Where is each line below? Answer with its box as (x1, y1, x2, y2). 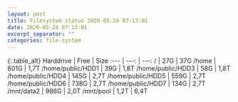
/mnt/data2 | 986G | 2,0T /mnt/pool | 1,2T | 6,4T (7, 87, 148, 96)
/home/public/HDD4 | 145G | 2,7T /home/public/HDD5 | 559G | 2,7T (7, 72, 207, 81)
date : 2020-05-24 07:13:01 (7, 24, 88, 31)
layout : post (7, 10, 46, 18)
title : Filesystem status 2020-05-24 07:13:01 (7, 17, 148, 24)
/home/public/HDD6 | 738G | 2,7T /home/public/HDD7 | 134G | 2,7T (7, 79, 206, 88)
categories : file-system (7, 37, 81, 44)
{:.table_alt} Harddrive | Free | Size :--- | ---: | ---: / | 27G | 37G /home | (7, 56, 217, 65)
